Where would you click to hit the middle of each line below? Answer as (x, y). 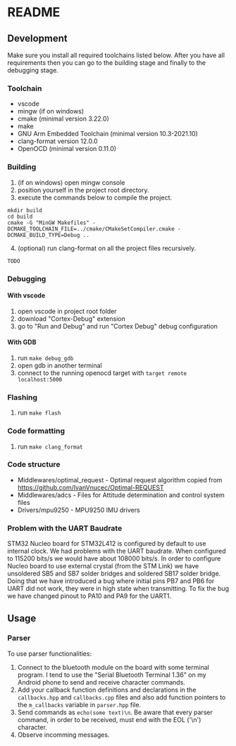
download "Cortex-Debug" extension (71, 319)
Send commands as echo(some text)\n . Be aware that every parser (115, 712)
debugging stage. (33, 70)
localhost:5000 (40, 379)
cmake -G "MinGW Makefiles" (49, 223)
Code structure (34, 465)
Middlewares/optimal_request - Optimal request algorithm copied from (120, 479)
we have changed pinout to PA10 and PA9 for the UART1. (89, 596)
